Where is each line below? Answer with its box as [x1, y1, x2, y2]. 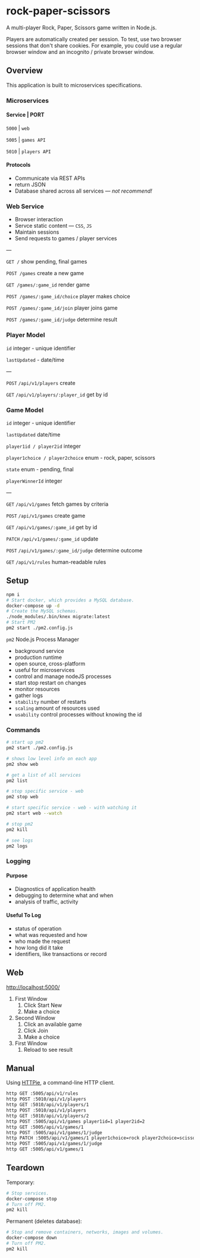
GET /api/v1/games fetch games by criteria [6, 500, 109, 508]
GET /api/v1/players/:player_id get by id [6, 390, 108, 398]
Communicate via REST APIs [14, 175, 85, 182]
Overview [6, 66, 43, 76]
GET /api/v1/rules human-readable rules [6, 558, 107, 566]
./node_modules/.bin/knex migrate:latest [6, 614, 111, 620]
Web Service [6, 202, 45, 210]
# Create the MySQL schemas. [6, 608, 79, 614]
